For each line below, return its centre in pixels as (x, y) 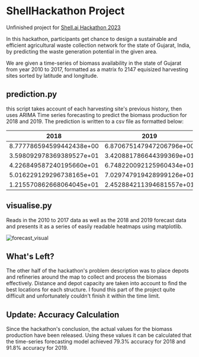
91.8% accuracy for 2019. (37, 348)
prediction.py (32, 94)
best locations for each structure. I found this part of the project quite (91, 290)
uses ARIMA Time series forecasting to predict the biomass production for (97, 115)
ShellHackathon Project (65, 11)
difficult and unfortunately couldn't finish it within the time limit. (83, 296)
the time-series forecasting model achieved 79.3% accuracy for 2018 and (96, 342)
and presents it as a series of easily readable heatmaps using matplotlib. (94, 226)
